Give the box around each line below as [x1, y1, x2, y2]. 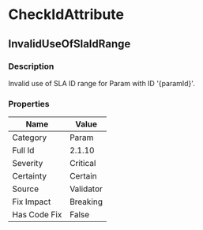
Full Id [12, 145, 35, 156]
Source [12, 183, 39, 194]
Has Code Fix [12, 209, 62, 221]
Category [12, 132, 47, 143]
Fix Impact [12, 196, 51, 207]
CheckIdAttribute [8, 6, 125, 24]
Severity [12, 158, 43, 169]
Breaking [70, 196, 103, 207]
